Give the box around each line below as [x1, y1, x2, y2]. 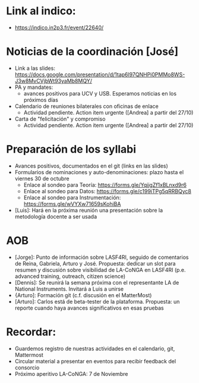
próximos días [23, 96, 58, 103]
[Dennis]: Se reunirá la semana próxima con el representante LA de [14, 279, 179, 286]
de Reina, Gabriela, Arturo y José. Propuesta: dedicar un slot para [14, 260, 176, 267]
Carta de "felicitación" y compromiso [14, 115, 106, 122]
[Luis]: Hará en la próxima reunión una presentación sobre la [14, 206, 163, 214]
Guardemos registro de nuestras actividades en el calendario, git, [14, 345, 175, 352]
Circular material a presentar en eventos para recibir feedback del [14, 357, 176, 365]
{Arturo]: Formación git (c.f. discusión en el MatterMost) [14, 291, 152, 299]
